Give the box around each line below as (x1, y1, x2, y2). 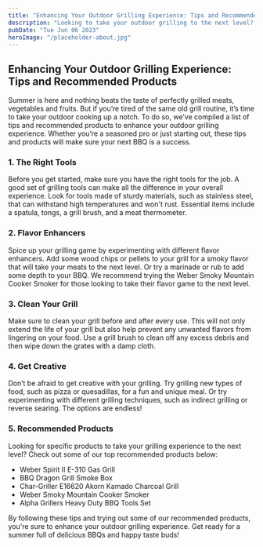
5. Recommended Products (8, 423, 113, 434)
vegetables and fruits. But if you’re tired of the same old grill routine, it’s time (8, 104, 254, 114)
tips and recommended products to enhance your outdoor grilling (8, 121, 219, 130)
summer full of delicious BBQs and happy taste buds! (8, 530, 180, 539)
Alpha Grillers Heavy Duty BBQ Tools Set (19, 498, 151, 507)
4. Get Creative (8, 360, 67, 371)
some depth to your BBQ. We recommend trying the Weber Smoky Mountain (8, 270, 254, 279)
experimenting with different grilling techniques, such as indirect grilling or (8, 396, 248, 405)
